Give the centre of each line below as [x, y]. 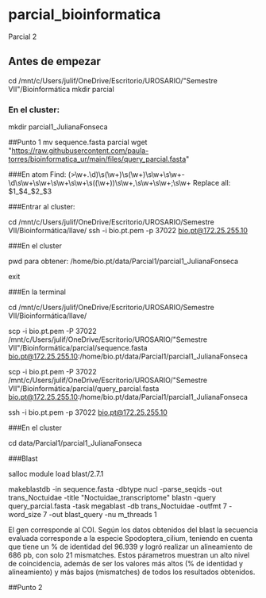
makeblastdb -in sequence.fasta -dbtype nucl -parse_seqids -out [115, 489]
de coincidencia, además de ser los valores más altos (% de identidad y [126, 564]
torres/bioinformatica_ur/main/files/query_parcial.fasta [97, 159]
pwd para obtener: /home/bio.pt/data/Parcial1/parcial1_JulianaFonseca [123, 261]
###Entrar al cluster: [42, 207]
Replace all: [212, 183]
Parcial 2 [23, 36]
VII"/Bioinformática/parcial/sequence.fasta [78, 348]
